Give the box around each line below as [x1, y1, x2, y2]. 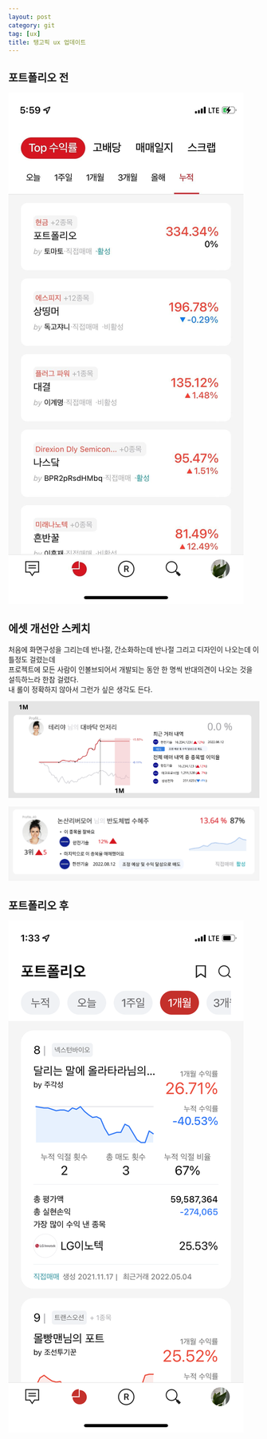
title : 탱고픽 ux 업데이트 [8, 38, 86, 46]
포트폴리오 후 [8, 899, 69, 912]
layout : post [8, 13, 52, 21]
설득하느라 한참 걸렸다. [8, 674, 79, 684]
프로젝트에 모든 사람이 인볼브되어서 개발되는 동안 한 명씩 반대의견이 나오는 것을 [8, 664, 253, 674]
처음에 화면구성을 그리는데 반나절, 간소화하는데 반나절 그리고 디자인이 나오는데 [8, 644, 251, 654]
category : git [8, 21, 56, 30]
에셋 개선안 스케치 [8, 622, 91, 635]
